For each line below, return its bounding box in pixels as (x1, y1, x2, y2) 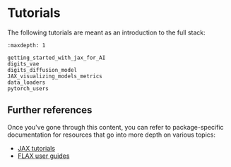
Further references (7, 104, 93, 116)
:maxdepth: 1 (7, 42, 46, 49)
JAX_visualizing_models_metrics (7, 73, 102, 80)
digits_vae (7, 60, 40, 68)
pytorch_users (7, 85, 49, 92)
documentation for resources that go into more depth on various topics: (7, 130, 215, 139)
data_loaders (7, 79, 46, 86)
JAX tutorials (17, 144, 55, 152)
